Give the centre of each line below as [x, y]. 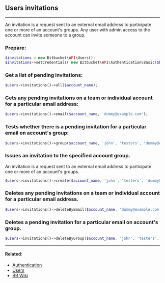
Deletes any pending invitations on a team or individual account [82, 193]
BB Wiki [20, 276]
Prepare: [16, 48]
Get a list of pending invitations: [44, 75]
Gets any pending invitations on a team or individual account [79, 98]
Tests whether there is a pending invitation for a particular [76, 127]
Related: [14, 254]
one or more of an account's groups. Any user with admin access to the [78, 29]
